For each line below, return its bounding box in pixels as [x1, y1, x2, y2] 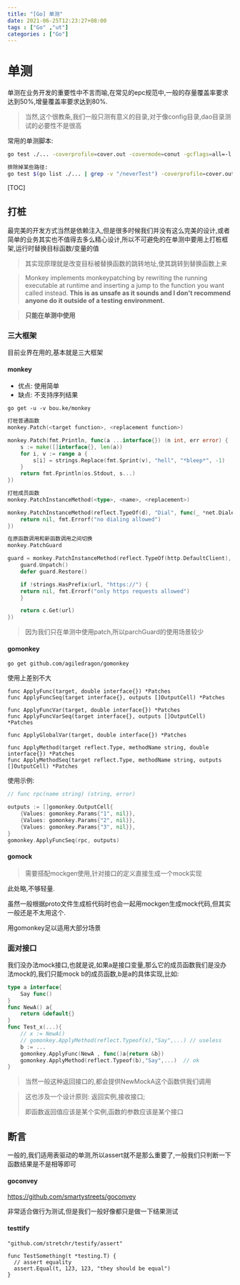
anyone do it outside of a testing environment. [24, 296, 166, 304]
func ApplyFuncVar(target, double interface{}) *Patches [7, 706, 181, 714]
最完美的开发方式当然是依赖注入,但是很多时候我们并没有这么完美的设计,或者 [7, 226, 231, 234]
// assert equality [14, 1259, 72, 1266]
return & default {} [20, 1010, 75, 1018]
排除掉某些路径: [7, 164, 49, 171]
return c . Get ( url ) [20, 607, 75, 614]
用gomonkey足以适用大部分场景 [7, 923, 101, 932]
